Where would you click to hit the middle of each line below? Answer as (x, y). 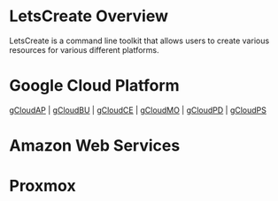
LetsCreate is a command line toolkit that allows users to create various (139, 41)
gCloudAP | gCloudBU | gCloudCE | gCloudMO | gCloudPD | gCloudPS (138, 110)
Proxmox (43, 186)
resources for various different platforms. (84, 49)
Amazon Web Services (95, 146)
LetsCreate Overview (89, 16)
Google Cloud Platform (94, 86)
